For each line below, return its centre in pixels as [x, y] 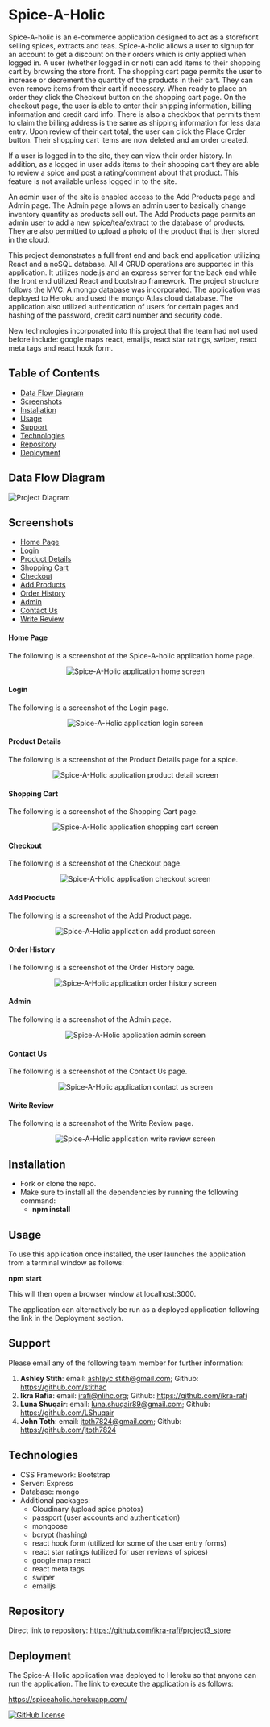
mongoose [50, 1526]
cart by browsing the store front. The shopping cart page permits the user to [135, 71]
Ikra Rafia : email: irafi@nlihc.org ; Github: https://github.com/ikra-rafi [133, 1395]
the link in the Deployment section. [66, 1318]
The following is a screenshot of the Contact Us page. [98, 1071]
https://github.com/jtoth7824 [68, 1430]
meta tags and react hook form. [61, 347]
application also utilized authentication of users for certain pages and [123, 306]
